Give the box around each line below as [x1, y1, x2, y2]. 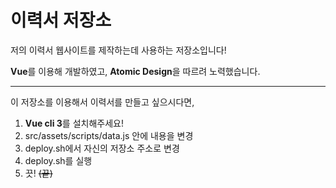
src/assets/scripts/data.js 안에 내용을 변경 [24, 129, 194, 141]
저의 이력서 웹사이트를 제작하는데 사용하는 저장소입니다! [10, 44, 227, 56]
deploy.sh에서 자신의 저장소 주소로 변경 [24, 142, 180, 154]
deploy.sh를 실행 [24, 154, 93, 166]
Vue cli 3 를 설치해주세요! [24, 117, 124, 129]
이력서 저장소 [10, 9, 112, 32]
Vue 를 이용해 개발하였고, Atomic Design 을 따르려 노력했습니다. [10, 65, 261, 77]
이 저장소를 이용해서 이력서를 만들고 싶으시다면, [10, 96, 195, 108]
